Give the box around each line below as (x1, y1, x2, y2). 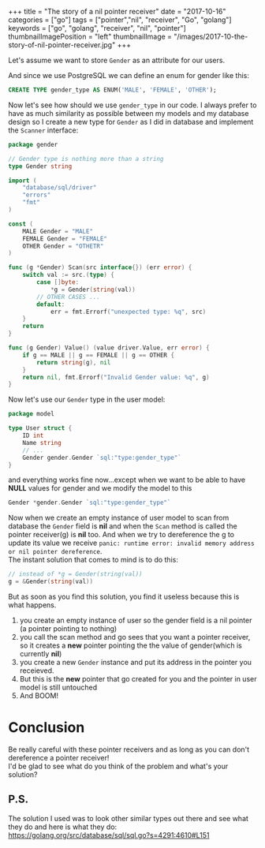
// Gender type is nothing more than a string (8, 155, 164, 163)
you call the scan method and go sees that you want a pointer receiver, (19, 633, 251, 641)
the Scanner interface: (8, 125, 79, 135)
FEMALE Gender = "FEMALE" (22, 234, 108, 243)
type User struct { (8, 424, 73, 432)
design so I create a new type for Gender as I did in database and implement (8, 117, 254, 126)
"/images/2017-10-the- (173, 32, 248, 41)
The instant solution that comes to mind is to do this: (8, 555, 179, 565)
